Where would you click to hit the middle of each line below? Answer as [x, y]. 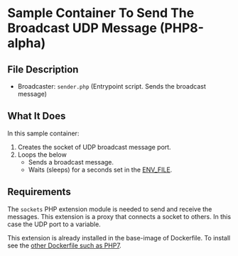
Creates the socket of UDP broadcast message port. [94, 147]
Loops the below [42, 155]
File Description [43, 69]
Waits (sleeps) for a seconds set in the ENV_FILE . [100, 169]
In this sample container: [43, 133]
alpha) [27, 43]
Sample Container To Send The [101, 13]
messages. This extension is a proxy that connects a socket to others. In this [119, 216]
